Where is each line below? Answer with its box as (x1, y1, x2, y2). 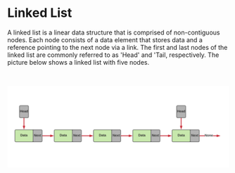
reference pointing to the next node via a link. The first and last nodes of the (7, 43, 228, 51)
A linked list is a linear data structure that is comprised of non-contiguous (7, 28, 220, 37)
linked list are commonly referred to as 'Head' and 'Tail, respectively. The (7, 51, 220, 59)
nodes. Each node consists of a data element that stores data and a (7, 35, 203, 44)
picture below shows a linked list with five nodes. (7, 58, 150, 66)
